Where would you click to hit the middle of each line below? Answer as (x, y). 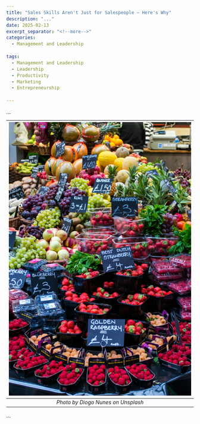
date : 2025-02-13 (28, 25)
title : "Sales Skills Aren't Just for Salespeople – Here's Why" (89, 13)
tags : (13, 57)
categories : (21, 38)
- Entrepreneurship (36, 88)
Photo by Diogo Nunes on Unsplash (100, 403)
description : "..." (30, 19)
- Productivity (30, 75)
